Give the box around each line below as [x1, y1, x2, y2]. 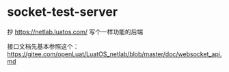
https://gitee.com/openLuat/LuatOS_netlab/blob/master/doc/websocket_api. [7, 49, 222, 58]
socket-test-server [7, 4, 118, 20]
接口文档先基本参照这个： [7, 42, 79, 50]
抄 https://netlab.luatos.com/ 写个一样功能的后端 [7, 27, 144, 36]
